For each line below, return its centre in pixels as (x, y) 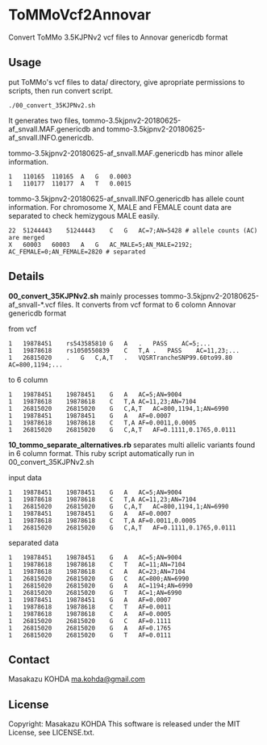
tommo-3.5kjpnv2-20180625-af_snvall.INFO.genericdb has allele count (126, 199)
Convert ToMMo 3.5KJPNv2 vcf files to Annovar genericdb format (118, 37)
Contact (29, 659)
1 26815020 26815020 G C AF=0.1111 (90, 621)
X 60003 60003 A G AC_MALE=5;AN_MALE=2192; (101, 245)
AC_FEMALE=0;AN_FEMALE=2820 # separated (77, 252)
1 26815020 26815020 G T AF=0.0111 (90, 635)
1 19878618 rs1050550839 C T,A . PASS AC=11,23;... (124, 350)
